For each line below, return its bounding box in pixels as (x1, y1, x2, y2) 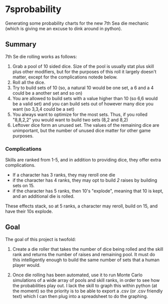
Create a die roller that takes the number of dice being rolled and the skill (12, 246, 163, 252)
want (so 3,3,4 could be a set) (12, 106, 75, 112)
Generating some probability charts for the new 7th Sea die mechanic (5, 20, 149, 26)
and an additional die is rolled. (12, 193, 75, 199)
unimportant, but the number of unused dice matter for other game (12, 127, 151, 133)
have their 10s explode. (5, 208, 53, 214)
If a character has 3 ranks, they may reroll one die (12, 172, 115, 178)
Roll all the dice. (12, 79, 46, 85)
